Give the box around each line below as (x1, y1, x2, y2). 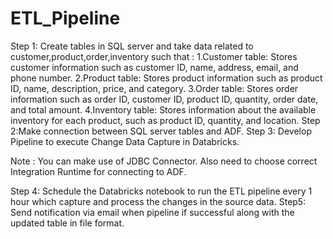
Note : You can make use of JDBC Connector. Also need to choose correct (10, 155, 318, 167)
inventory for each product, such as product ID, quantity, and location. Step (10, 114, 321, 126)
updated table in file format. (10, 217, 125, 229)
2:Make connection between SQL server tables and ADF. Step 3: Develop (10, 125, 312, 137)
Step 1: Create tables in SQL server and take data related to (10, 40, 254, 52)
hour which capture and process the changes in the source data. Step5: (10, 195, 307, 207)
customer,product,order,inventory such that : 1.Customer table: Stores (10, 50, 298, 62)
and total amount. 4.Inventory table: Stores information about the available (10, 103, 317, 116)
